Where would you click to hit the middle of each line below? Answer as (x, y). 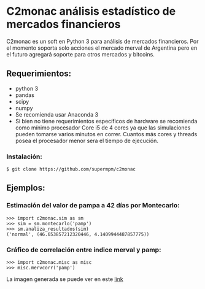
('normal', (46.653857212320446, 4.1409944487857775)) (78, 234)
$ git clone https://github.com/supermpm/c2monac (71, 169)
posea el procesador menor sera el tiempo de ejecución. (87, 141)
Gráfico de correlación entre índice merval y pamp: (84, 250)
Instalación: (25, 156)
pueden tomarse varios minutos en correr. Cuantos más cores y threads (106, 134)
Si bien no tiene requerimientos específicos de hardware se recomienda (106, 121)
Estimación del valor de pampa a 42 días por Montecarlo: (93, 206)
